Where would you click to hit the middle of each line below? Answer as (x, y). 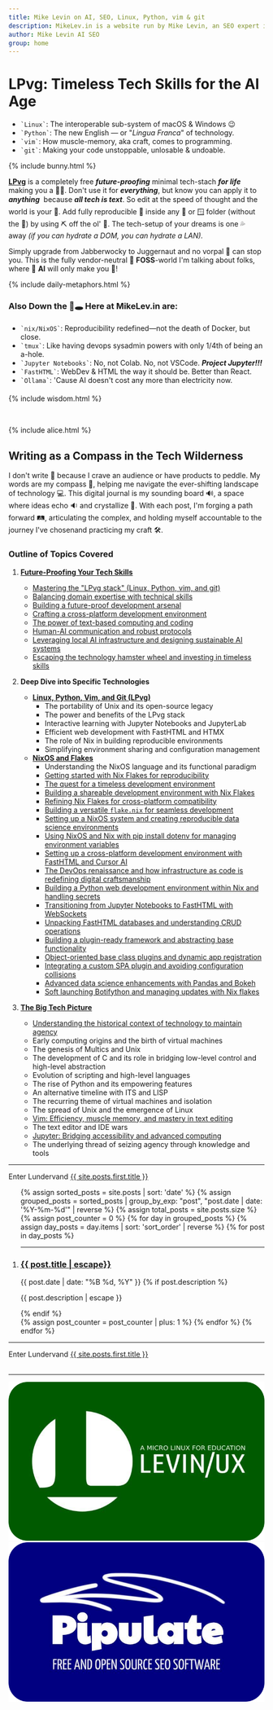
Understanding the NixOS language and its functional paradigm (150, 767)
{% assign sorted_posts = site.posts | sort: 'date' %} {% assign (126, 1192)
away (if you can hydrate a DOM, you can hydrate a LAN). (106, 235)
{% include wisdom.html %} (55, 398)
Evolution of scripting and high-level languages (111, 1075)
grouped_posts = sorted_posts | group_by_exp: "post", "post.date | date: (141, 1201)
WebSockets (65, 913)
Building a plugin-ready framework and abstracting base (139, 939)
